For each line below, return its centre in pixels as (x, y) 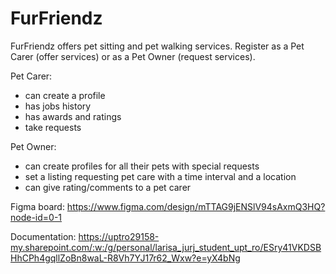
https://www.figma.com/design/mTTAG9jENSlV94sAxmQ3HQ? (196, 206)
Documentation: (43, 236)
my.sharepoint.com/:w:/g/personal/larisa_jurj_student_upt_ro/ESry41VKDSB (166, 247)
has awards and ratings (73, 116)
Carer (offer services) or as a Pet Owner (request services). (133, 56)
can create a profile (65, 95)
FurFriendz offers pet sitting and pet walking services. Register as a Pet (157, 46)
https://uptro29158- (119, 236)
